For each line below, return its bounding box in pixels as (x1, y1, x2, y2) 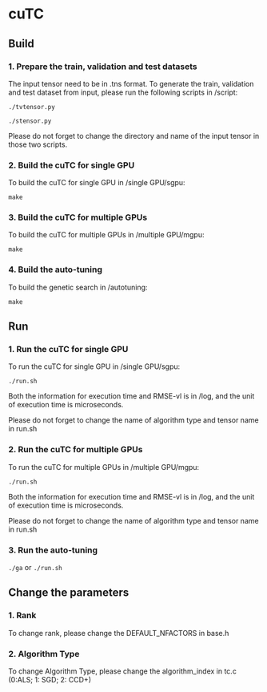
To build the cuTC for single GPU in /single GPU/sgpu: (8, 178, 185, 188)
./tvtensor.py (8, 103, 56, 111)
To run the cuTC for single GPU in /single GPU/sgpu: (8, 362, 181, 371)
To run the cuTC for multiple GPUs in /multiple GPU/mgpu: (8, 462, 200, 471)
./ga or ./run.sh (8, 563, 62, 573)
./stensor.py (8, 117, 52, 125)
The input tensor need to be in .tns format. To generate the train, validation (8, 79, 254, 88)
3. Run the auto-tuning (8, 544, 98, 556)
